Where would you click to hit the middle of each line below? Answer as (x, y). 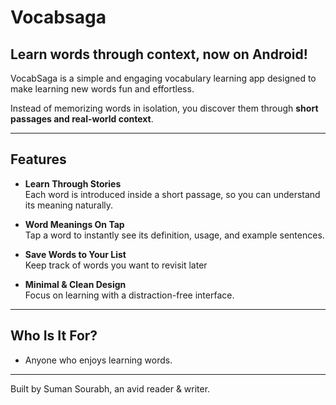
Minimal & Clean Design (75, 284)
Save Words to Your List (75, 254)
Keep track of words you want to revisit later (116, 265)
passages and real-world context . (82, 119)
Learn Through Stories (73, 183)
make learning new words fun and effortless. (102, 89)
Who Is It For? (54, 336)
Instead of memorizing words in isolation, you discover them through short (164, 108)
